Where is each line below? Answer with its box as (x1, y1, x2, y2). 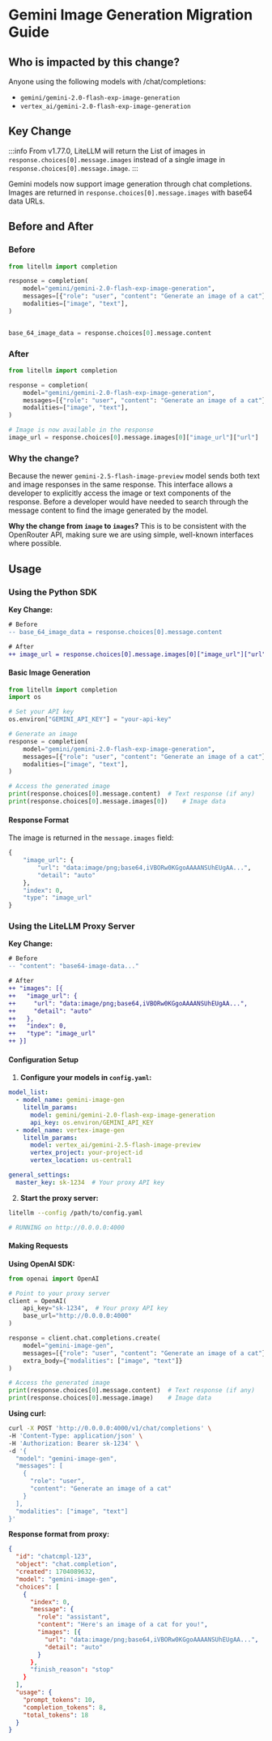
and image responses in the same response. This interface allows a (8, 480, 233, 490)
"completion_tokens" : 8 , (23, 1703, 107, 1712)
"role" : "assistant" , (37, 1613, 111, 1621)
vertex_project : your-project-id (29, 1149, 143, 1157)
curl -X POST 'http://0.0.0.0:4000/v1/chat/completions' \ (8, 1425, 212, 1433)
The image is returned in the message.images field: (8, 833, 174, 843)
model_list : (8, 1088, 49, 1096)
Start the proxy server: (19, 1193, 99, 1203)
